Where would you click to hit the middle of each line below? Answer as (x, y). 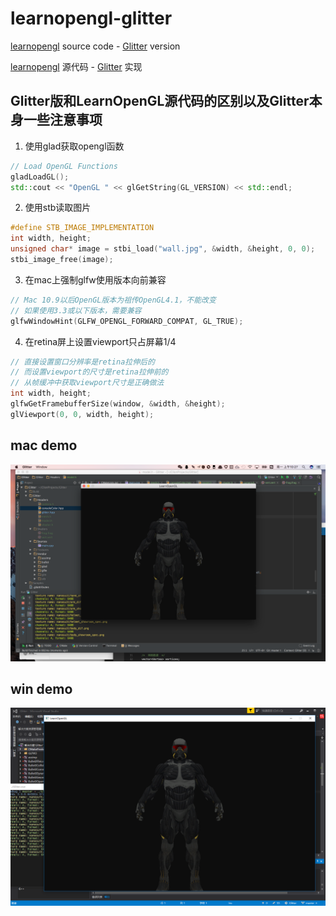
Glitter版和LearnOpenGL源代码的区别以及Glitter (160, 101)
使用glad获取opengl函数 (74, 146)
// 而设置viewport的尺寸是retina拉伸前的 (89, 372)
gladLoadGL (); (40, 177)
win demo (41, 688)
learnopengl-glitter (91, 18)
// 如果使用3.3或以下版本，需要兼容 (76, 310)
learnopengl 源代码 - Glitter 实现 (76, 66)
